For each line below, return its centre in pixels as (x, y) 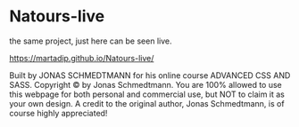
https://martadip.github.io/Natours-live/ (82, 58)
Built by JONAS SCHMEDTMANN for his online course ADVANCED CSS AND (150, 75)
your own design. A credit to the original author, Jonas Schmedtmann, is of (147, 103)
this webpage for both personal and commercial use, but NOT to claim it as (147, 94)
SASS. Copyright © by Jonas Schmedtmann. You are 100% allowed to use (146, 84)
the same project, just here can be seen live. (91, 41)
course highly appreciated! (58, 113)
